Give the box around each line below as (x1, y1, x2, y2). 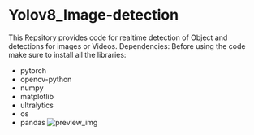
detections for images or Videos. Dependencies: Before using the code (8, 41, 246, 50)
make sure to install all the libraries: (8, 50, 127, 59)
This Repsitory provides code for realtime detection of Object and (8, 33, 228, 42)
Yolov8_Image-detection (8, 6, 179, 24)
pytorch (19, 65, 47, 75)
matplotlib (19, 91, 54, 101)
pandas (19, 117, 46, 127)
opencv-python (19, 74, 72, 84)
